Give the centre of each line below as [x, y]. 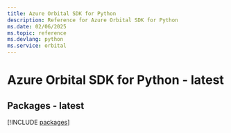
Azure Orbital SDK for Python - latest [115, 80]
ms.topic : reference [37, 33]
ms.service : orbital [37, 46]
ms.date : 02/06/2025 [37, 26]
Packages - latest [46, 106]
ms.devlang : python [35, 39]
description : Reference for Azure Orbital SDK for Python [93, 20]
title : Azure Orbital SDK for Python [62, 14]
